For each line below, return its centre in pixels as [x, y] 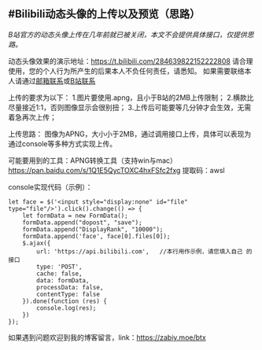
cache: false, [59, 274]
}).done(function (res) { [65, 301]
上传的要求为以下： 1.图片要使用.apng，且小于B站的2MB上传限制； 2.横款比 [131, 98]
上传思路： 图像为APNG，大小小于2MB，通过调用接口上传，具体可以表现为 [130, 134]
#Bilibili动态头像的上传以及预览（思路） [104, 14]
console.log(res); [66, 308]
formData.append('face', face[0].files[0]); [96, 236]
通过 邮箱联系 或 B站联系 [59, 80]
